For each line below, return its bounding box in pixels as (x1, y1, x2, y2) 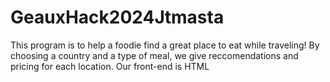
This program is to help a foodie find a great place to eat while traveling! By (10, 39, 320, 51)
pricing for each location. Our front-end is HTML (10, 60, 210, 72)
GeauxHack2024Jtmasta (10, 6, 225, 29)
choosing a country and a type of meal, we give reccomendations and (10, 49, 299, 61)
